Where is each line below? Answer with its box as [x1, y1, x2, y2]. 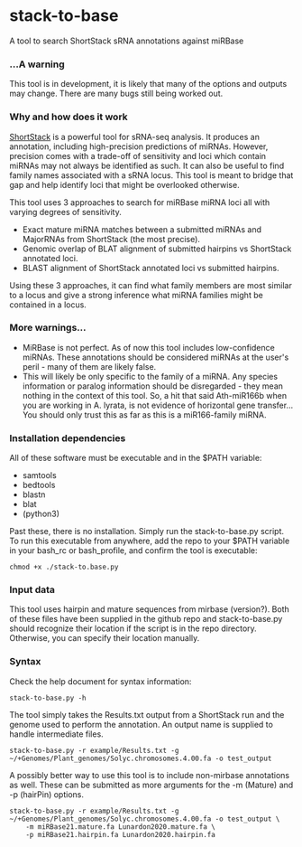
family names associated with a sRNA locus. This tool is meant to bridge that [9, 169, 294, 181]
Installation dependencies [9, 431, 126, 444]
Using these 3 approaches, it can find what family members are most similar [9, 279, 293, 290]
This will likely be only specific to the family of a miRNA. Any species [22, 371, 278, 381]
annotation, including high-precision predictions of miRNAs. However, [9, 141, 269, 152]
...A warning [9, 58, 65, 71]
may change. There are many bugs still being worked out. [9, 88, 224, 99]
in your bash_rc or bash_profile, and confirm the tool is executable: [9, 545, 259, 556]
